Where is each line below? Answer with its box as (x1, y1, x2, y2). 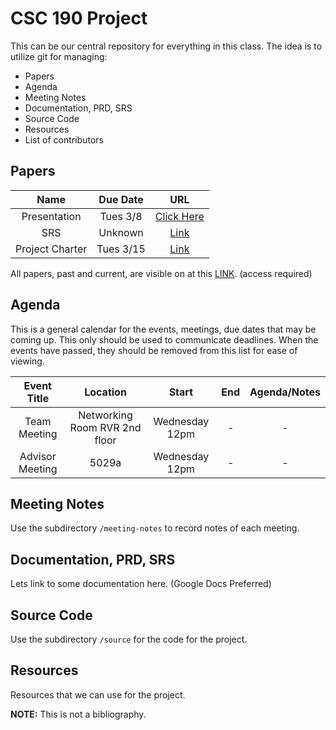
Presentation (21, 209, 82, 223)
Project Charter (15, 242, 88, 256)
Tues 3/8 (99, 209, 143, 223)
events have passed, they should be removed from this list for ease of (10, 344, 298, 356)
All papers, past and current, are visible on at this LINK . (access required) (10, 267, 313, 279)
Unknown (98, 225, 144, 239)
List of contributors (24, 133, 104, 146)
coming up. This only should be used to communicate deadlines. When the (10, 333, 319, 346)
